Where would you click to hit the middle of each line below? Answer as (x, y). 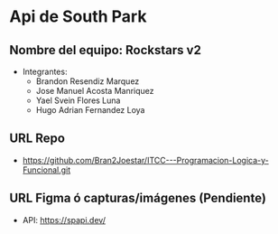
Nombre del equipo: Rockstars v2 (105, 50)
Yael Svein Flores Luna (78, 100)
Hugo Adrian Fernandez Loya (90, 110)
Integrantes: (45, 71)
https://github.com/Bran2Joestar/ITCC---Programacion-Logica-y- (145, 160)
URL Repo (37, 139)
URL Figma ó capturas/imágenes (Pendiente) (138, 198)
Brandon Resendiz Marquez (88, 81)
